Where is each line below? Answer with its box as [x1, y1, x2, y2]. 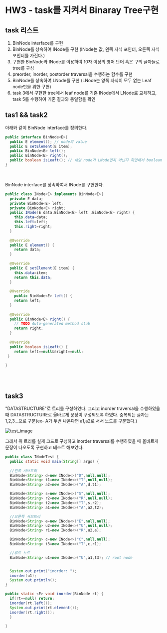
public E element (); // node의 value [9, 139, 87, 144]
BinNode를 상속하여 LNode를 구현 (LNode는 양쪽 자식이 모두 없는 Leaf [12, 78, 152, 83]
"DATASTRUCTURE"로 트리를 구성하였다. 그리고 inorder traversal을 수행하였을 [5, 405, 161, 411]
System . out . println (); [9, 578, 57, 583]
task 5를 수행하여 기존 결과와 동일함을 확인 [12, 96, 96, 102]
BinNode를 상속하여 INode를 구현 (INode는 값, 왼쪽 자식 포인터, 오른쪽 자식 [12, 46, 160, 52]
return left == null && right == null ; [14, 349, 84, 354]
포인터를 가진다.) [12, 53, 45, 58]
